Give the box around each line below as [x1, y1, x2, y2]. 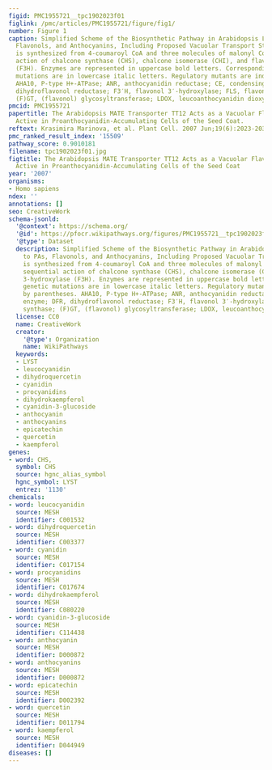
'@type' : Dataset [15, 238, 74, 246]
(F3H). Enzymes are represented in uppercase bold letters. [15, 65, 223, 73]
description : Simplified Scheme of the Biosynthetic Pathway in [15, 245, 237, 253]
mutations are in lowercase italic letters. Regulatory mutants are [15, 72, 252, 80]
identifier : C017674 [15, 583, 85, 591]
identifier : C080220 [15, 606, 85, 614]
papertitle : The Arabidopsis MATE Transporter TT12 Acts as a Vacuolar [8, 110, 255, 118]
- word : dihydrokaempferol [8, 591, 100, 599]
